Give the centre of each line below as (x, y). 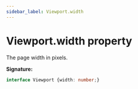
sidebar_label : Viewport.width (45, 12)
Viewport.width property (69, 41)
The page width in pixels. (37, 58)
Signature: (19, 69)
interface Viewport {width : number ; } (53, 80)
